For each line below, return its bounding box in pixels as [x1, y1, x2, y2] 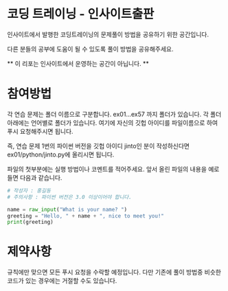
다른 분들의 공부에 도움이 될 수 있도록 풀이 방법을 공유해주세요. [7, 45, 174, 53]
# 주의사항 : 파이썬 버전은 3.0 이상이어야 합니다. [7, 194, 132, 200]
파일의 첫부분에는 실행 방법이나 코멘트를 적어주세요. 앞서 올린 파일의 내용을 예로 [7, 165, 220, 173]
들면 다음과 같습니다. [7, 173, 62, 182]
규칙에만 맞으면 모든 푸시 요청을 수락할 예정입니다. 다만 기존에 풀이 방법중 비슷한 [7, 268, 222, 277]
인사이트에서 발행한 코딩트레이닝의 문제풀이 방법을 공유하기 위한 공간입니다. [7, 30, 209, 38]
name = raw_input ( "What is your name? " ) [7, 206, 128, 213]
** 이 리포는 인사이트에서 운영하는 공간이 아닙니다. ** [7, 59, 150, 67]
